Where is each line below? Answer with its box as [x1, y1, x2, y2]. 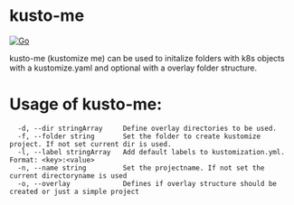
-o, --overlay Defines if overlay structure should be [17, 179, 278, 188]
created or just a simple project [9, 187, 140, 196]
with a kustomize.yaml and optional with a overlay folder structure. [9, 62, 258, 73]
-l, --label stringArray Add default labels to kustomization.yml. [17, 147, 285, 156]
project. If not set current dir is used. [9, 139, 172, 149]
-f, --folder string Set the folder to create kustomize [17, 132, 261, 141]
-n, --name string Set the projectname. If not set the [17, 163, 265, 172]
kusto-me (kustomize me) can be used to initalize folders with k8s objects [9, 52, 285, 63]
